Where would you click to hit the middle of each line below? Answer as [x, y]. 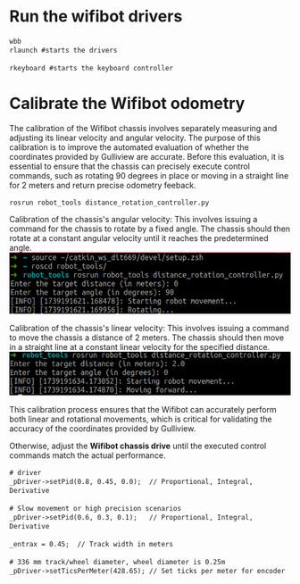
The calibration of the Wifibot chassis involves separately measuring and [143, 128]
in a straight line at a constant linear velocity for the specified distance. [140, 347]
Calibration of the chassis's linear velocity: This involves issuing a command [149, 329]
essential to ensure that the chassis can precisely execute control [129, 166]
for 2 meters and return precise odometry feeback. [103, 185]
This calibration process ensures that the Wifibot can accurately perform [143, 409]
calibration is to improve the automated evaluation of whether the [129, 147]
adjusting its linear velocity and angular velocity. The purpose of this [135, 138]
